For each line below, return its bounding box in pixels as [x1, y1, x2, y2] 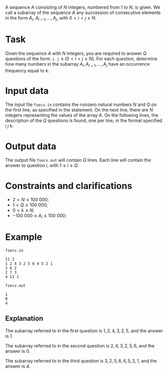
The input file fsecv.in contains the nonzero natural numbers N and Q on [5, 101, 157, 107]
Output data [5, 141, 56, 152]
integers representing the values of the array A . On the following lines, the [5, 112, 158, 118]
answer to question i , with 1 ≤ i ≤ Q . [5, 163, 79, 169]
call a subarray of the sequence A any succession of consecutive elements [5, 10, 161, 16]
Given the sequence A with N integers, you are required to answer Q [5, 50, 147, 56]
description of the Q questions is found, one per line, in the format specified [5, 117, 162, 123]
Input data [5, 85, 49, 96]
